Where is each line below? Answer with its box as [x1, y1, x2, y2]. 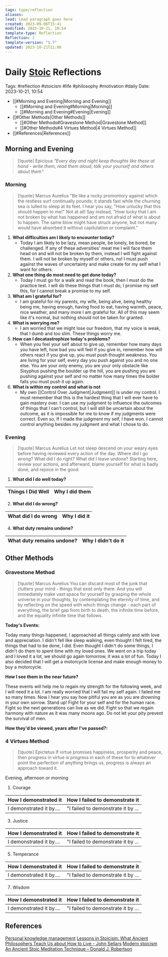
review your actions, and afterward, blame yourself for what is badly [17, 461, 159, 467]
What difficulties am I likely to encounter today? [12, 234, 115, 240]
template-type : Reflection [5, 31, 62, 36]
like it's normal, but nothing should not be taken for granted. [20, 314, 144, 321]
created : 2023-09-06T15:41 [5, 21, 62, 27]
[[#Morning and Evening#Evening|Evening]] [20, 109, 111, 115]
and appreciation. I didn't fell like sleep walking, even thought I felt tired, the [5, 637, 162, 643]
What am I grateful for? [12, 293, 62, 299]
